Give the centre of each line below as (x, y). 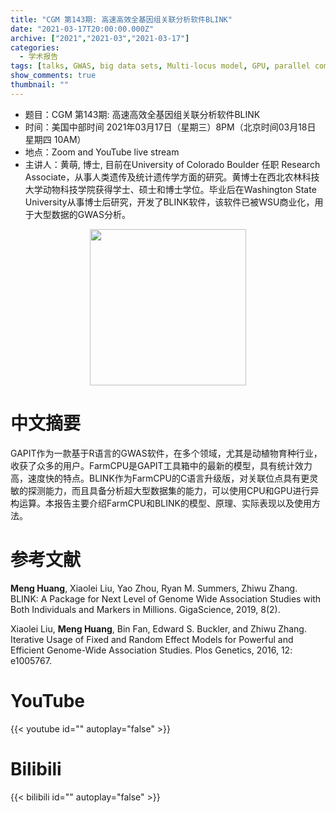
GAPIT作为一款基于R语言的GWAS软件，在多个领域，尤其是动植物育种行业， (166, 453)
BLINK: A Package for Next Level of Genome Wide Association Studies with (166, 598)
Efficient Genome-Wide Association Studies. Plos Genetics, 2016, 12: (151, 650)
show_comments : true (53, 76)
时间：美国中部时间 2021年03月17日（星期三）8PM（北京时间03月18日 (170, 127)
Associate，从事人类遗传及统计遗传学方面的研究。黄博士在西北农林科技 (172, 177)
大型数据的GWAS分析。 (82, 214)
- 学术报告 (39, 57)
